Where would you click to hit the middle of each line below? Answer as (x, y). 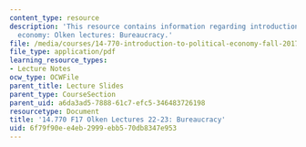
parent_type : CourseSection (63, 94)
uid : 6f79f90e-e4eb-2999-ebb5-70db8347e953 (93, 129)
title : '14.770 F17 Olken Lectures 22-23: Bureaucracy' (117, 120)
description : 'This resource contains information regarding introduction (154, 26)
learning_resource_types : (58, 60)
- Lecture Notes (40, 69)
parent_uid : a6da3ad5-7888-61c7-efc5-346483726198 (107, 103)
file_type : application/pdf (63, 52)
